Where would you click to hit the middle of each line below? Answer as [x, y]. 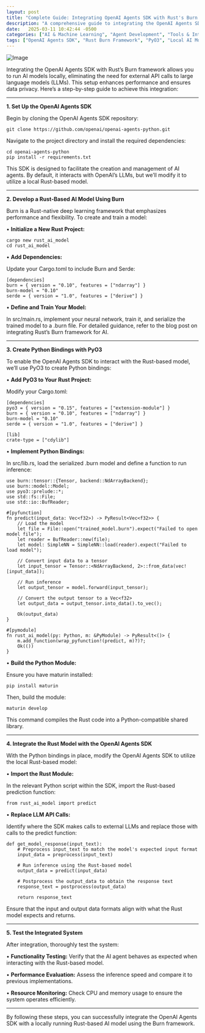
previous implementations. [40, 981]
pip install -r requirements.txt [49, 157]
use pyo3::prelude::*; [35, 491]
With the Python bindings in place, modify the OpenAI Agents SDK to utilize [101, 756]
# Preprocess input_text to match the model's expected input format [108, 849]
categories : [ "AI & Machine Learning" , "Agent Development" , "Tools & [98, 35]
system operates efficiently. [41, 999]
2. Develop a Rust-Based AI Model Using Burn [65, 199]
